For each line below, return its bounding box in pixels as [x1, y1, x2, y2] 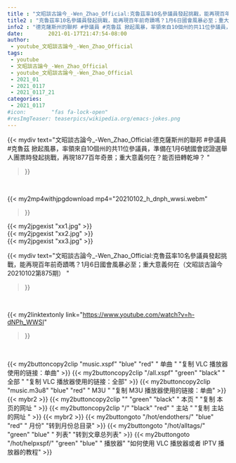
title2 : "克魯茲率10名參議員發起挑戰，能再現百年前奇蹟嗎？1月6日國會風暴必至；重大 [7, 17, 230, 24]
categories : [7, 96, 42, 103]
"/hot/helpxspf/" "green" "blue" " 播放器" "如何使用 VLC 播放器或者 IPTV [7, 438, 217, 447]
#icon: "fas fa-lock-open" [7, 109, 109, 116]
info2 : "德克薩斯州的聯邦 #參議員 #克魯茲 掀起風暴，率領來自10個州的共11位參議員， [7, 23, 232, 30]
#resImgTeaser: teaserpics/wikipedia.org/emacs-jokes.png [7, 115, 181, 122]
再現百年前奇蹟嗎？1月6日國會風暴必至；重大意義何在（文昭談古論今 [25, 260, 223, 268]
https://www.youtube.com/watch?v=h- [82, 310, 195, 319]
